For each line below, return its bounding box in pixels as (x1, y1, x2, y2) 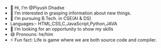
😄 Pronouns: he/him (10, 31, 53, 37)
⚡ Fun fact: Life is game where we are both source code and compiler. (10, 37, 157, 42)
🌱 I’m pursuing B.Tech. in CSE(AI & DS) (10, 15, 91, 21)
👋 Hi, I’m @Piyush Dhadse (10, 5, 65, 10)
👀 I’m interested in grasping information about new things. (10, 10, 132, 16)
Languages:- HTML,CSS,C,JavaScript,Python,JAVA (10, 20, 118, 26)
